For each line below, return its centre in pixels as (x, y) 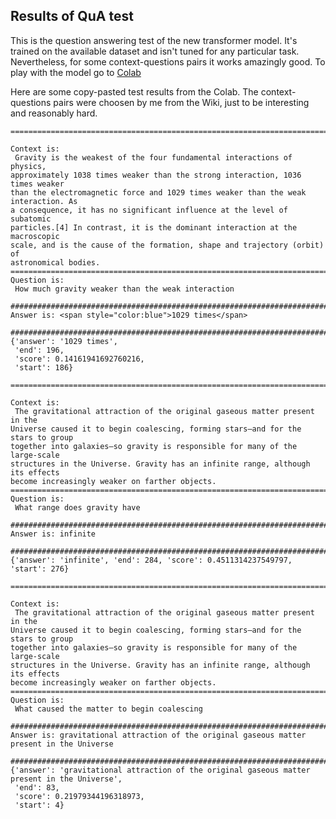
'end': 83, (37, 787)
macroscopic (35, 236)
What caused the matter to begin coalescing (108, 709)
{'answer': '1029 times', (64, 341)
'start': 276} (40, 569)
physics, (28, 166)
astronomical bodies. (55, 262)
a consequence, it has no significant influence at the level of (149, 210)
